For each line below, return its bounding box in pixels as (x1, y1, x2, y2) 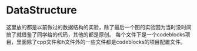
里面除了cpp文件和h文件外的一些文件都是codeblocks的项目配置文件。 (16, 38, 186, 45)
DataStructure (6, 4, 78, 17)
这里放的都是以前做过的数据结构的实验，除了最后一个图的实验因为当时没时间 (6, 23, 192, 30)
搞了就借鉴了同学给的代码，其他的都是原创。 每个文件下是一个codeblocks (6, 30, 185, 38)
